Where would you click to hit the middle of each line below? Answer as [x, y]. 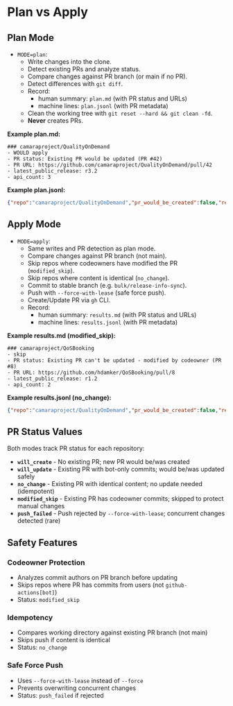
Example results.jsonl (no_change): [59, 397]
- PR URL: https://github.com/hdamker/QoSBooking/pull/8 [91, 372]
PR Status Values [45, 432]
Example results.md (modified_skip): [61, 335]
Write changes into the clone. [70, 62]
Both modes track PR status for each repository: [76, 449]
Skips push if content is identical [64, 640]
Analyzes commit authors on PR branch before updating [97, 578]
